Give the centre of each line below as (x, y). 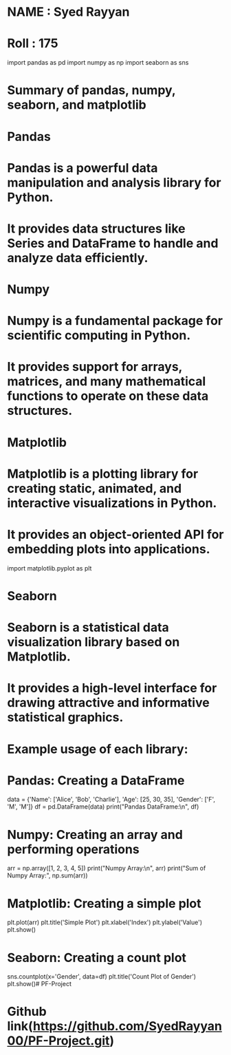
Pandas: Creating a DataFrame (96, 780)
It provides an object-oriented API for (115, 535)
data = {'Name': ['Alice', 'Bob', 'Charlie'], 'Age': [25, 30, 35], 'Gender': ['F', (111, 800)
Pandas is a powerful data (82, 168)
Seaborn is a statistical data (88, 628)
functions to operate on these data (108, 396)
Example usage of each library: (98, 749)
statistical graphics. (65, 717)
